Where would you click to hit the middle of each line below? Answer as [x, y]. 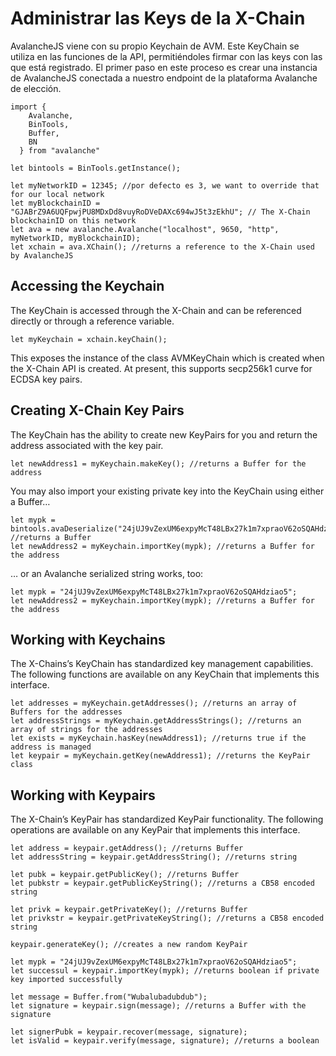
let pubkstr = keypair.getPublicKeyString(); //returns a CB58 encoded [162, 883]
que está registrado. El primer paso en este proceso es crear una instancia [164, 67]
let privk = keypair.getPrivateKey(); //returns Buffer [129, 910]
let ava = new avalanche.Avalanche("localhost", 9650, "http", [145, 229]
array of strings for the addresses [86, 730]
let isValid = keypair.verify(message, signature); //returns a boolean [165, 1041]
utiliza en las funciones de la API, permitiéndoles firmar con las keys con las [166, 56]
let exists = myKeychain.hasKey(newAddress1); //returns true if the [158, 738]
